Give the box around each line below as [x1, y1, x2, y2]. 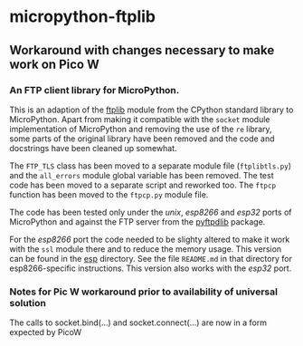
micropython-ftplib [9, 6, 156, 27]
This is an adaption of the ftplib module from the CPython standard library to [9, 104, 294, 115]
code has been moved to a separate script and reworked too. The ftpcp [9, 179, 277, 190]
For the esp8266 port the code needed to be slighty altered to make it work [9, 234, 290, 245]
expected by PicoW [9, 327, 82, 338]
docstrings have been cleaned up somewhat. [9, 142, 178, 153]
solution [9, 296, 47, 309]
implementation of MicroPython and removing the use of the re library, [9, 123, 273, 134]
